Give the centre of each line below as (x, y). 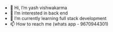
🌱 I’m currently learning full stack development (58, 18)
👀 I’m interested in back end (39, 13)
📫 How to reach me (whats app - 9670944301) (59, 24)
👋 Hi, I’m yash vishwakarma (38, 8)
